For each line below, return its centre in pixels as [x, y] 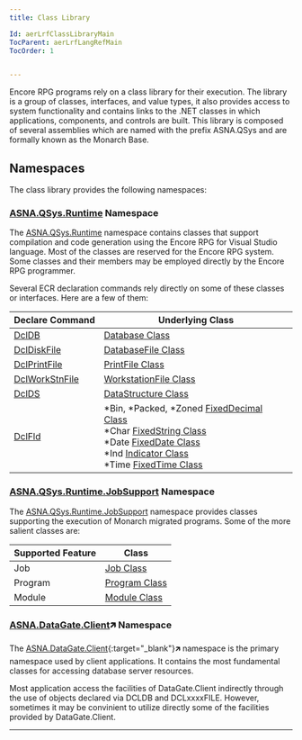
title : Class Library [50, 18]
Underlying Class [196, 320]
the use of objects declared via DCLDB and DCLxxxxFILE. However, [134, 698]
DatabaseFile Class [145, 350]
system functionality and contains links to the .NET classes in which [135, 111]
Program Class [136, 582]
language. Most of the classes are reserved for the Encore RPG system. [142, 252]
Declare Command [55, 320]
